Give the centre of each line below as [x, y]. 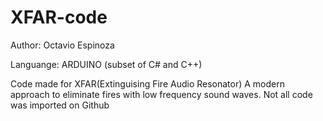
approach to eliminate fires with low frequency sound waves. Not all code [161, 94]
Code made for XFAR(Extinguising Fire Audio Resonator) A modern [147, 83]
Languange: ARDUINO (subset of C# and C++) [106, 64]
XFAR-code [59, 17]
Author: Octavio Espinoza [62, 45]
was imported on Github [60, 105]
